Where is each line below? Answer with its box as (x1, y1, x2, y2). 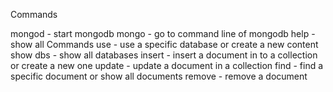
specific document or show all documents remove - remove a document (10, 70, 308, 82)
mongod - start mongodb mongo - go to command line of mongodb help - (10, 28, 316, 39)
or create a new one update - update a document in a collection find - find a (10, 60, 324, 71)
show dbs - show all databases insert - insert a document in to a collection (10, 49, 318, 61)
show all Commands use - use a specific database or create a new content (10, 39, 319, 50)
